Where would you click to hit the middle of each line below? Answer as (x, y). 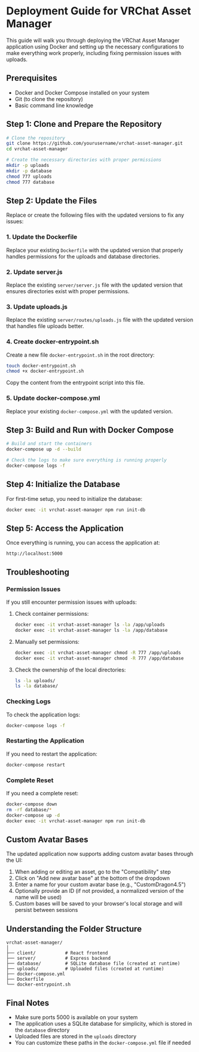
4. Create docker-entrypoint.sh (53, 342)
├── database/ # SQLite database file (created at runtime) (93, 964)
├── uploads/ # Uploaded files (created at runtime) (85, 969)
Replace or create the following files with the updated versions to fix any (95, 215)
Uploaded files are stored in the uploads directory (76, 1036)
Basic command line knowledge (54, 105)
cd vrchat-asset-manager (37, 149)
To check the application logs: (43, 714)
